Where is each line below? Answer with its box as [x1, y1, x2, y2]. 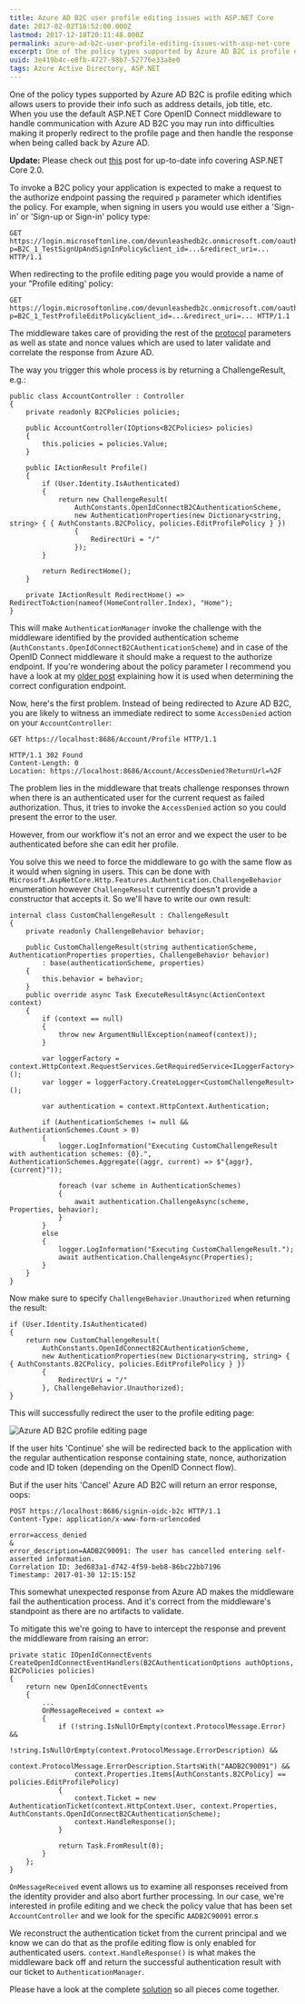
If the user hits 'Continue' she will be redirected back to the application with [9, 1442, 292, 1453]
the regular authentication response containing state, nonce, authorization [9, 1451, 287, 1463]
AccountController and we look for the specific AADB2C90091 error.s [9, 1909, 259, 1920]
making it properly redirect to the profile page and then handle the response [9, 127, 294, 138]
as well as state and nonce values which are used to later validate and [9, 337, 271, 348]
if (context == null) [42, 1014, 124, 1023]
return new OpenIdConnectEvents [25, 1682, 148, 1691]
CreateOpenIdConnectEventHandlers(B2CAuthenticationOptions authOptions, [9, 1658, 295, 1668]
